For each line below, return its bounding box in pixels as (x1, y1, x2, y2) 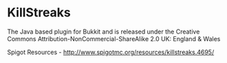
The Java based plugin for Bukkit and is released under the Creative (7, 27, 200, 36)
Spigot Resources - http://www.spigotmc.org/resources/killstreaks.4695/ (7, 48, 215, 56)
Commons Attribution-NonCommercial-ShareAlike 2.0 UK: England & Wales (7, 34, 221, 42)
